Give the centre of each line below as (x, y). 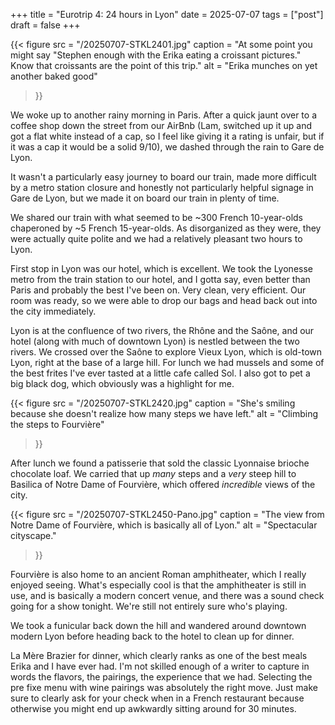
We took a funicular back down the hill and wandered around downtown (158, 625)
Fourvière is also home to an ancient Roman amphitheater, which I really (158, 574)
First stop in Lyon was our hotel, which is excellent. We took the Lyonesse (161, 268)
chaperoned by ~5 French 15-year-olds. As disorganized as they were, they (166, 228)
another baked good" (54, 76)
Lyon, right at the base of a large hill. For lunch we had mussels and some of (167, 362)
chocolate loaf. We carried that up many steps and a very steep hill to (153, 473)
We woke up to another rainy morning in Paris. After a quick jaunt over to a (164, 115)
